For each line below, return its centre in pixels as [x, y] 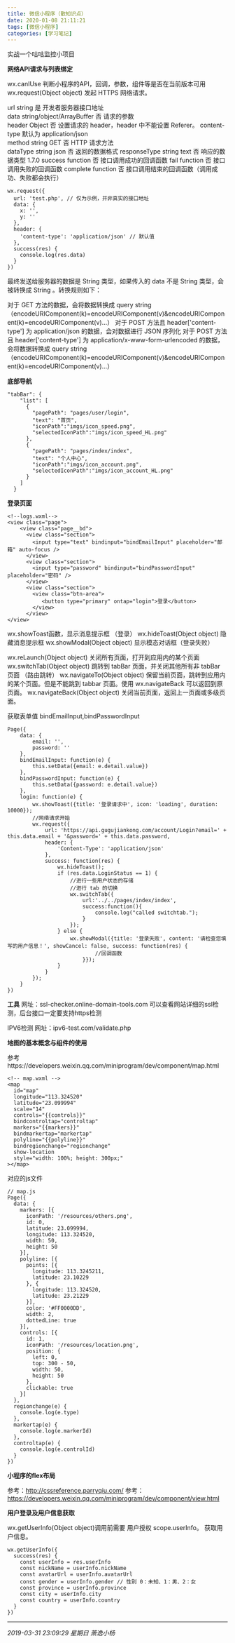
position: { [43, 1351]
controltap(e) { [37, 1443]
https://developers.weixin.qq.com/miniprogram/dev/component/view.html [113, 1498]
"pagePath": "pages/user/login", [81, 413]
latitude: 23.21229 [61, 1296]
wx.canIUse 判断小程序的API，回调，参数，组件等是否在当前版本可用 [107, 84]
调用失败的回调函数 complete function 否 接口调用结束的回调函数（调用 [109, 169]
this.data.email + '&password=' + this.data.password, [89, 837]
